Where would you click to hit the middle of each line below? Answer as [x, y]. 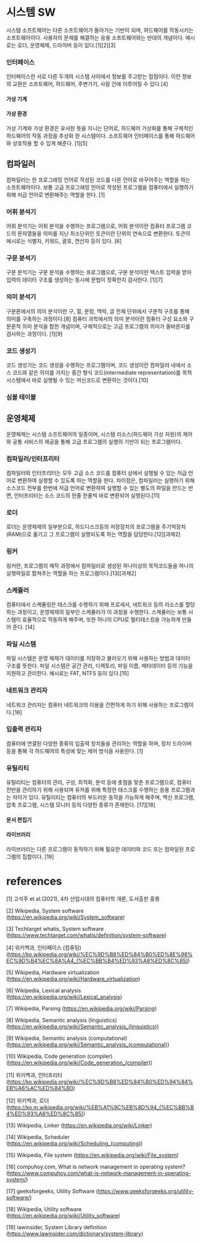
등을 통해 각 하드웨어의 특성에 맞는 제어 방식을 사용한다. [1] [75, 751]
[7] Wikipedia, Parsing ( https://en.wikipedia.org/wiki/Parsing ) [82, 1008]
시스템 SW [31, 12]
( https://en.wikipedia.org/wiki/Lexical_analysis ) [64, 996]
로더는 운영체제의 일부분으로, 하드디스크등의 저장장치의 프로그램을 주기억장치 [96, 527]
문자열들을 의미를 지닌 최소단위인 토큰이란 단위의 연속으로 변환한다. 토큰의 [104, 234]
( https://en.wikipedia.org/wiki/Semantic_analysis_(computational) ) [88, 1045]
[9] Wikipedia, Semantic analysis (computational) [67, 1038]
